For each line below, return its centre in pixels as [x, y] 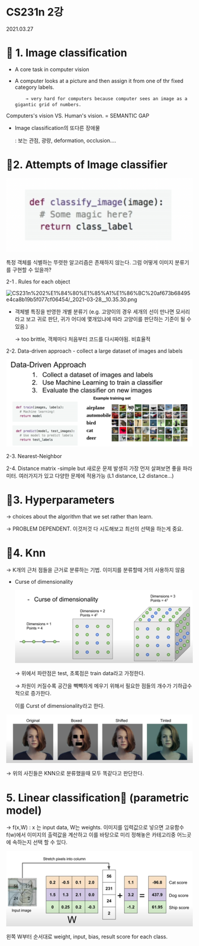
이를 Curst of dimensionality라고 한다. [60, 705]
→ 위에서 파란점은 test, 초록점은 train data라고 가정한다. [80, 673]
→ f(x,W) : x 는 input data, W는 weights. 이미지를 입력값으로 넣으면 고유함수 [95, 827]
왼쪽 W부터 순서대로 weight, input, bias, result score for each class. [87, 937]
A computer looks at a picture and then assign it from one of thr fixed [99, 81]
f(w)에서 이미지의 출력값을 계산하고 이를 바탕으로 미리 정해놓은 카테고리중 [91, 835]
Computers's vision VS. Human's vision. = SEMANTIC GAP [78, 116]
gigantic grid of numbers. [48, 104]
